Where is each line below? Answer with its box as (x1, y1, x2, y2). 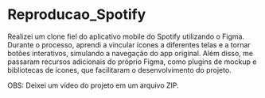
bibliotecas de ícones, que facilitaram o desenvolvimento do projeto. (7, 65, 232, 74)
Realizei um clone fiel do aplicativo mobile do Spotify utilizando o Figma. (7, 32, 244, 41)
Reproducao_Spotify (7, 6, 146, 24)
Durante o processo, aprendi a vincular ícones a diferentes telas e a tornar (7, 40, 251, 49)
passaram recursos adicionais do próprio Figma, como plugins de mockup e (7, 57, 257, 66)
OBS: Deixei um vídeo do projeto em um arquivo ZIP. (7, 81, 180, 90)
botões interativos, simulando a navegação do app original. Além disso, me (7, 48, 254, 58)
